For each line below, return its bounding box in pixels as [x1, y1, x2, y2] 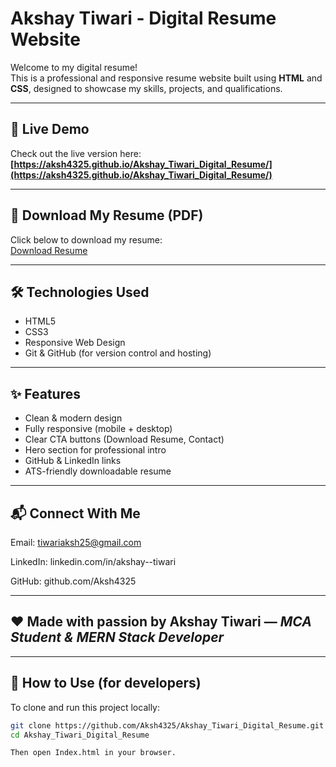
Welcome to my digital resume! [10, 61, 138, 73]
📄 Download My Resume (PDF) [10, 207, 204, 224]
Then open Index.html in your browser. [10, 748, 177, 758]
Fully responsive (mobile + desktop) [24, 423, 173, 435]
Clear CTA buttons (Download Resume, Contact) [24, 433, 225, 446]
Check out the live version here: [10, 147, 142, 159]
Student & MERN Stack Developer [10, 629, 225, 646]
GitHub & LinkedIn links [24, 455, 122, 467]
